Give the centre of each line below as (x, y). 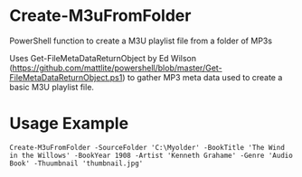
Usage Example (69, 124)
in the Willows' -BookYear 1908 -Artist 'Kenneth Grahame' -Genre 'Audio (151, 155)
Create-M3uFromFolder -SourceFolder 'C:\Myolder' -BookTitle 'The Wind (147, 147)
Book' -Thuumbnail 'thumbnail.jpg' (76, 163)
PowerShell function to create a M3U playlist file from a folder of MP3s (141, 41)
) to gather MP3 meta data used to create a (202, 77)
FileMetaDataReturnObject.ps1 (66, 77)
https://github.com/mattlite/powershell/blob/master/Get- (118, 68)
